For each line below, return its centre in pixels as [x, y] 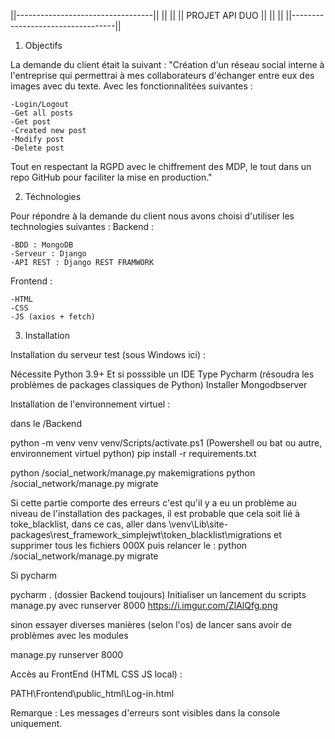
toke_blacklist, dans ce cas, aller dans [88, 524]
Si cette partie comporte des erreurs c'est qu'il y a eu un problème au [153, 503]
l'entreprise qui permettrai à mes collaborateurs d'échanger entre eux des [162, 75]
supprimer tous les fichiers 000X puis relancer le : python [129, 545]
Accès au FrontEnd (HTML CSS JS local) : [96, 674]
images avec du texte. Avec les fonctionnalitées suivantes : [131, 86]
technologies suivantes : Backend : [82, 226]
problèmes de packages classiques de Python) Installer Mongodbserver [159, 384]
